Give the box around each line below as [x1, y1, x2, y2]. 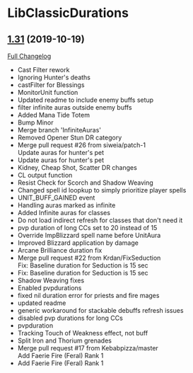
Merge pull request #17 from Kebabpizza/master [17, 344, 159, 352]
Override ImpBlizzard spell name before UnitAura [17, 231, 161, 239]
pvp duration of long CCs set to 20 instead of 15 [17, 224, 158, 231]
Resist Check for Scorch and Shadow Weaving [17, 178, 153, 187]
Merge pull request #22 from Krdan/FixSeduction [17, 253, 161, 262]
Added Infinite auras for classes [17, 209, 111, 217]
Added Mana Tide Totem [17, 111, 90, 119]
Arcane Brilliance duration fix [17, 246, 103, 254]
